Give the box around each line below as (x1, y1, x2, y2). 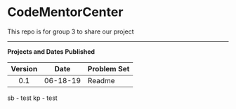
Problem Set (87, 64, 130, 73)
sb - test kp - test (7, 94, 58, 102)
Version (11, 64, 38, 73)
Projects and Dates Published (7, 47, 96, 56)
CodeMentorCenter (7, 4, 124, 20)
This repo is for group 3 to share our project (7, 27, 135, 36)
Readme (87, 75, 115, 85)
